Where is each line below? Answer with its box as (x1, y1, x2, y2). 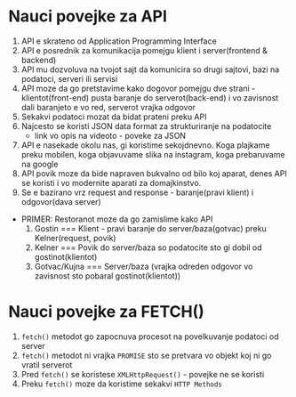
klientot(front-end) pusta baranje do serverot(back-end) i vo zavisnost (20, 92, 279, 103)
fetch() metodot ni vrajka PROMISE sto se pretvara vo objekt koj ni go (20, 350, 272, 361)
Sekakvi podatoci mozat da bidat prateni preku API (20, 111, 207, 122)
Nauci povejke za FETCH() (8, 302, 205, 322)
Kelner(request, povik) (34, 232, 116, 243)
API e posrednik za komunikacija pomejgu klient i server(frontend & (20, 45, 268, 55)
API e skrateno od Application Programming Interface (20, 36, 217, 46)
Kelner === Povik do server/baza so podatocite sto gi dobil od (34, 242, 263, 253)
